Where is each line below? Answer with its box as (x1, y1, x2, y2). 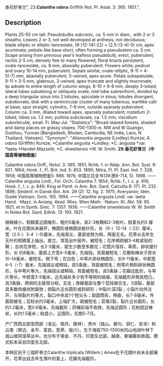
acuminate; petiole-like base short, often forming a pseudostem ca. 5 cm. (5, 47, 152, 53)
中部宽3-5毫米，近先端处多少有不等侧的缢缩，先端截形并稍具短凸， (21, 274, 157, 280)
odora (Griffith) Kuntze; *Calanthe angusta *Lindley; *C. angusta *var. (5, 140, 147, 146)
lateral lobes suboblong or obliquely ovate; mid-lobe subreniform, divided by (5, 88, 158, 94)
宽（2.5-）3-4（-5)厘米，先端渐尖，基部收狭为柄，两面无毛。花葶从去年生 (5, 231, 154, 237)
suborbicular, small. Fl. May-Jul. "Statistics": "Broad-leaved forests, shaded (5, 119, 156, 125)
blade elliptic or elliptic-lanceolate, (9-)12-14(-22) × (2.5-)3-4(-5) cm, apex (5, 42, 154, 48)
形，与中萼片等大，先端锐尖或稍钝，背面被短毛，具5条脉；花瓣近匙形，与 (5, 268, 152, 274)
